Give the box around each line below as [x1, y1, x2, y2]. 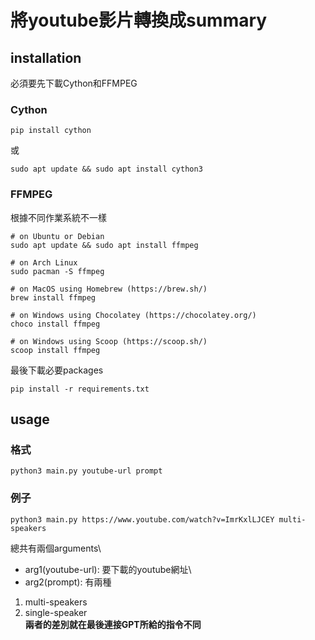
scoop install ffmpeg [10, 345, 101, 355]
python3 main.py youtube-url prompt [10, 466, 163, 476]
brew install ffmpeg [10, 292, 97, 303]
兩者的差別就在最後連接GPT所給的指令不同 [24, 618, 202, 630]
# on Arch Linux [10, 257, 78, 268]
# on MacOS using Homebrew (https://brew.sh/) [10, 284, 208, 294]
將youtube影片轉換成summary [10, 9, 268, 32]
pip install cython [10, 126, 92, 136]
